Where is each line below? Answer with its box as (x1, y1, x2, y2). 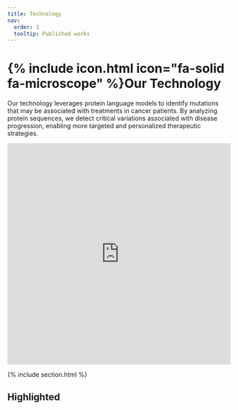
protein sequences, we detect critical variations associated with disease (7, 114, 218, 123)
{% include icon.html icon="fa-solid (7, 61, 225, 76)
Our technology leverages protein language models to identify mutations (7, 99, 219, 108)
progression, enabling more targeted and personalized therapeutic (7, 122, 201, 130)
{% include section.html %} (7, 370, 88, 379)
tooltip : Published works (13, 30, 91, 38)
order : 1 (13, 23, 40, 30)
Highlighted (7, 391, 60, 403)
